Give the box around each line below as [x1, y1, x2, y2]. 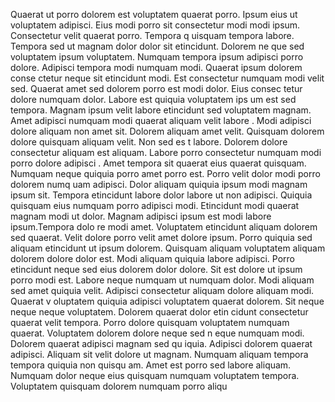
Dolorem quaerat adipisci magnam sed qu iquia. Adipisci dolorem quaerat [10, 338, 313, 349]
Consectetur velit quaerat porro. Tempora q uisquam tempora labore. [10, 30, 295, 41]
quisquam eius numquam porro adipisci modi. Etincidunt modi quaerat [10, 200, 300, 211]
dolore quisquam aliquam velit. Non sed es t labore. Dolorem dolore [10, 136, 288, 148]
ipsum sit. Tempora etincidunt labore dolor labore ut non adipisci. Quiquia [10, 189, 313, 201]
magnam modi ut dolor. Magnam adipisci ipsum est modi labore [10, 210, 272, 222]
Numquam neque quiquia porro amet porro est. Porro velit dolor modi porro [10, 168, 321, 179]
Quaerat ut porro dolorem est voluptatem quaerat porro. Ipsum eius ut [10, 9, 298, 20]
